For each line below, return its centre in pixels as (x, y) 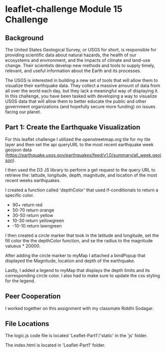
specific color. (20, 195)
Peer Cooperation (33, 296)
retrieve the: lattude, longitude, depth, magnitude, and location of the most (81, 175)
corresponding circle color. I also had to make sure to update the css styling (83, 275)
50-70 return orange (33, 210)
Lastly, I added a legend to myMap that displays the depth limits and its (78, 270)
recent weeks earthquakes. (33, 180)
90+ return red (28, 205)
